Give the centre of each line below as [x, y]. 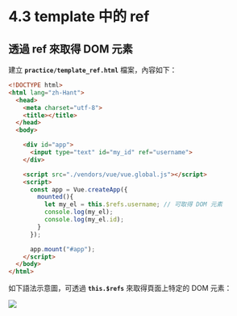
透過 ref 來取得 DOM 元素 [71, 49]
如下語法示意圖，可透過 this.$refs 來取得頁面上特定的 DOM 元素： [120, 289]
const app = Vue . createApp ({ [79, 190]
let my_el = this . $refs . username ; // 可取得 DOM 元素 [133, 204]
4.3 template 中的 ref [79, 17]
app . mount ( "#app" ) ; [62, 249]
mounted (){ [56, 197]
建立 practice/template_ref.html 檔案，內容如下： [93, 70]
